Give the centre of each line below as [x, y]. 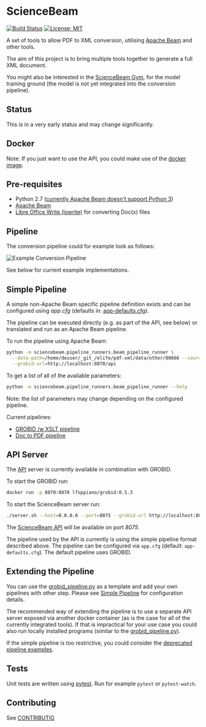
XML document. [27, 65]
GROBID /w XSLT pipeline [48, 429]
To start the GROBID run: [38, 481]
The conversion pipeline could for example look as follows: [81, 246]
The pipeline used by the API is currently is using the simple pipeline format [102, 540]
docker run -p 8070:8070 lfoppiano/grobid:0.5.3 [70, 493]
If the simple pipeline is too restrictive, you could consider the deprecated [100, 643]
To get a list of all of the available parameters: [64, 375]
